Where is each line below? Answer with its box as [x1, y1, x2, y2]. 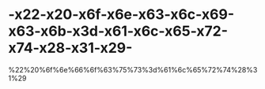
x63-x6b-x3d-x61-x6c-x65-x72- [8, 22, 228, 40]
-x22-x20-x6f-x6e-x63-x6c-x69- [8, 6, 235, 24]
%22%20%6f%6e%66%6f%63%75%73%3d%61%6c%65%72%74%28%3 [8, 65, 258, 74]
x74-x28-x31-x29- [8, 39, 133, 57]
